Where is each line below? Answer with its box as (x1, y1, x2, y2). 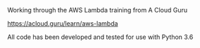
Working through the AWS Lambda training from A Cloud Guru (7, 6, 188, 14)
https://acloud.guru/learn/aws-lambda (7, 19, 118, 27)
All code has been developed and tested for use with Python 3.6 (7, 33, 194, 41)
